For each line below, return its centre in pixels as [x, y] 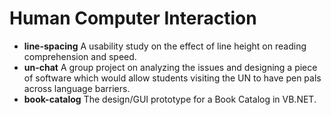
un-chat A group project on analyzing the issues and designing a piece [170, 67]
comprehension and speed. [80, 56]
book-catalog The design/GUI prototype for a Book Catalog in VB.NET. [170, 99]
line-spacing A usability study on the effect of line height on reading [165, 46]
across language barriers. [77, 88]
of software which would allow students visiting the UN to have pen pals [172, 78]
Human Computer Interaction [133, 18]
